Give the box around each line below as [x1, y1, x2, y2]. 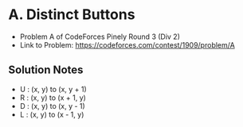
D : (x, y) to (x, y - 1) [19, 101, 85, 110]
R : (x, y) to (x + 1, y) [19, 93, 86, 102]
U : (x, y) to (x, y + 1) [19, 84, 88, 94]
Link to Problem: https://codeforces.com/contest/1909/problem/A [19, 40, 235, 49]
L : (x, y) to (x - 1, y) [19, 110, 84, 119]
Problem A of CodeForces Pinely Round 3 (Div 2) [19, 32, 181, 41]
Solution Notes [8, 63, 84, 77]
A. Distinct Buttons [8, 6, 135, 24]
